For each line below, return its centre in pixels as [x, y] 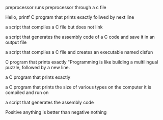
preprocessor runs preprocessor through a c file [56, 7]
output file [16, 42]
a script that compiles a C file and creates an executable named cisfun [79, 52]
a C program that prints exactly [38, 77]
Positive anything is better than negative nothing [56, 112]
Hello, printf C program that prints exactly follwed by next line [70, 17]
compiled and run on [27, 93]
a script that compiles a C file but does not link [54, 27]
